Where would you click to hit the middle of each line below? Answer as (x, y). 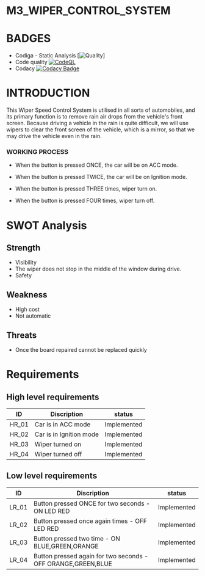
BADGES (29, 39)
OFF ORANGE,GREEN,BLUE (73, 564)
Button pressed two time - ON (77, 538)
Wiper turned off (58, 454)
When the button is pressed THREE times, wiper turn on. (86, 189)
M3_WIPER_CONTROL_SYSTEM (88, 11)
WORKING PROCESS (38, 151)
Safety (23, 275)
